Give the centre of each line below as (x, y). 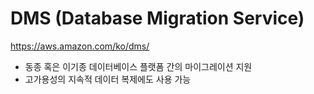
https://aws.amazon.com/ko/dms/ (80, 46)
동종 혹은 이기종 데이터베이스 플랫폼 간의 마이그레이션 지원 (138, 66)
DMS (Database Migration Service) (157, 18)
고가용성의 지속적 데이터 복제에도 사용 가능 (108, 79)
